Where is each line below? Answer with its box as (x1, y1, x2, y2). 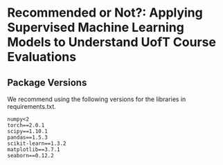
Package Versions (7, 76, 87, 88)
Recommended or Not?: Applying (7, 5, 203, 21)
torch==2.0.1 (7, 122, 45, 129)
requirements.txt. (7, 103, 57, 110)
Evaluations (7, 49, 77, 65)
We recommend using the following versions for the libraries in (7, 95, 186, 103)
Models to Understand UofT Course (7, 35, 217, 50)
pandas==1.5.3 (7, 134, 48, 141)
